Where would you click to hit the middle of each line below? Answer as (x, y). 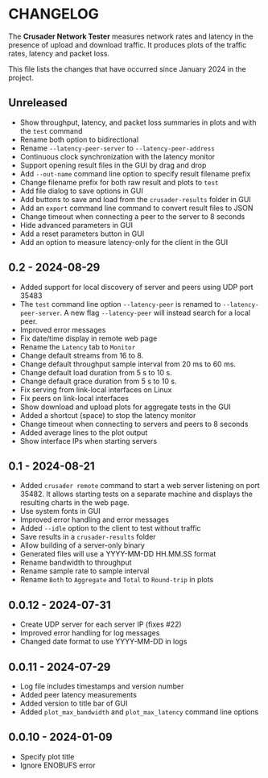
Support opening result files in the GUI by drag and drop (113, 165)
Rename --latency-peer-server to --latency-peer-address (117, 148)
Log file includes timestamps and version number (102, 686)
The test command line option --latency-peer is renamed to (120, 304)
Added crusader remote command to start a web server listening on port (140, 486)
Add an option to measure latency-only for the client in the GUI (124, 242)
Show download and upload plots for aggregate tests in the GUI (125, 407)
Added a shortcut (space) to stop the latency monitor (108, 415)
